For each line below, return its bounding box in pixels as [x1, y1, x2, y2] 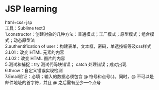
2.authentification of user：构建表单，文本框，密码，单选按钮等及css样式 [5, 43, 152, 49]
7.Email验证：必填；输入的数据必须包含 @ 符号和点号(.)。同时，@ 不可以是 [5, 74, 154, 79]
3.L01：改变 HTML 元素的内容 [5, 49, 64, 55]
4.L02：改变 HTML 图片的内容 [5, 55, 65, 61]
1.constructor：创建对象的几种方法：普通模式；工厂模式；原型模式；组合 [5, 31, 150, 37]
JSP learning [5, 3, 58, 15]
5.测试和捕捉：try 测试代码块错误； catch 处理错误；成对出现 [5, 61, 127, 67]
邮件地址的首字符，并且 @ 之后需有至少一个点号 [5, 79, 101, 85]
